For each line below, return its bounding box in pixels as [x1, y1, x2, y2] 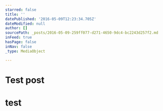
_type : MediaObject [5, 49, 46, 54]
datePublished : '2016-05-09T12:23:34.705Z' [5, 16, 97, 21]
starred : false [5, 7, 37, 12]
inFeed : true [5, 35, 32, 40]
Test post [5, 74, 45, 86]
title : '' [5, 12, 26, 17]
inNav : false [5, 44, 32, 49]
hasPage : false [5, 40, 37, 45]
